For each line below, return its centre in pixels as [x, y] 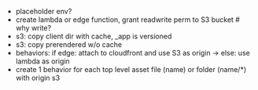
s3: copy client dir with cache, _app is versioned [94, 36]
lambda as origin [42, 61]
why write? [33, 28]
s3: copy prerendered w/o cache [69, 45]
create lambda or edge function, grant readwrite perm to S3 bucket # [127, 20]
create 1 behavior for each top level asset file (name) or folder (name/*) [131, 69]
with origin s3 [38, 78]
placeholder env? [44, 11]
